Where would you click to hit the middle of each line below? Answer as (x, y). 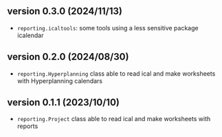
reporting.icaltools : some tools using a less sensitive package (108, 28)
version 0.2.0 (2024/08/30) (68, 57)
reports (27, 126)
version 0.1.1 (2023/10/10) (64, 103)
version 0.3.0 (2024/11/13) (65, 11)
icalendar (30, 35)
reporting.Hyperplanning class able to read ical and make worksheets (116, 73)
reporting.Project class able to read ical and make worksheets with (114, 119)
